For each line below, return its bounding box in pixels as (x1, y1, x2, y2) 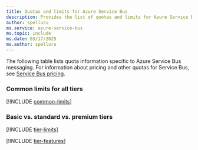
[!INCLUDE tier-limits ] (6, 126, 59, 133)
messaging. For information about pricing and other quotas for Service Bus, (6, 64, 190, 71)
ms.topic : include (6, 31, 51, 36)
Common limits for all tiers (6, 85, 84, 93)
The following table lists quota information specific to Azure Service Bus (6, 57, 181, 65)
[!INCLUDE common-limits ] (6, 98, 72, 105)
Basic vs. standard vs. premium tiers (6, 113, 113, 121)
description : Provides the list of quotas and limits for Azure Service (6, 14, 189, 20)
